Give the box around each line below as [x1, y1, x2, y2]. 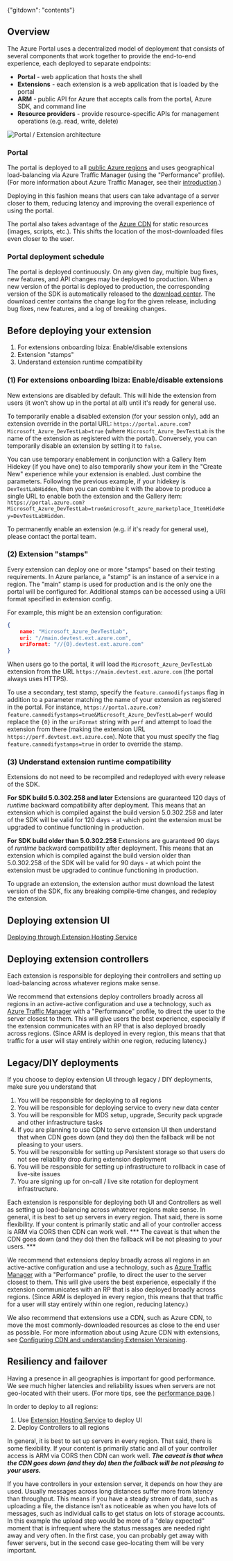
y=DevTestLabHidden [7, 512, 64, 519]
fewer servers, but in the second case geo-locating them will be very [7, 1538, 205, 1547]
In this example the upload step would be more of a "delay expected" [7, 1517, 205, 1525]
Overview [7, 26, 51, 37]
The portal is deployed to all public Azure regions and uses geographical [7, 163, 215, 172]
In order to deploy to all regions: [7, 1402, 98, 1410]
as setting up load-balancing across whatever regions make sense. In [7, 1205, 206, 1214]
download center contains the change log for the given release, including [7, 297, 216, 306]
